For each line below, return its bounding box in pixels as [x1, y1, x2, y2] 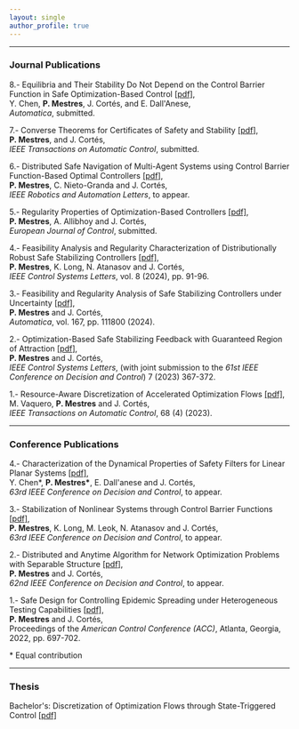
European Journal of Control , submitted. [9, 225, 158, 236]
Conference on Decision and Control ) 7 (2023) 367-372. [9, 371, 216, 382]
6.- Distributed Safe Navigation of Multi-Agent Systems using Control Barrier [9, 161, 290, 172]
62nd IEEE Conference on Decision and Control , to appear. [9, 578, 224, 589]
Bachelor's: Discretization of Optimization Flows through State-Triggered [9, 701, 276, 711]
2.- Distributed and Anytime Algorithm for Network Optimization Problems [9, 549, 280, 560]
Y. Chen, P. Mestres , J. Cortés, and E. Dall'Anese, [9, 98, 191, 108]
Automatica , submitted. [9, 108, 95, 118]
